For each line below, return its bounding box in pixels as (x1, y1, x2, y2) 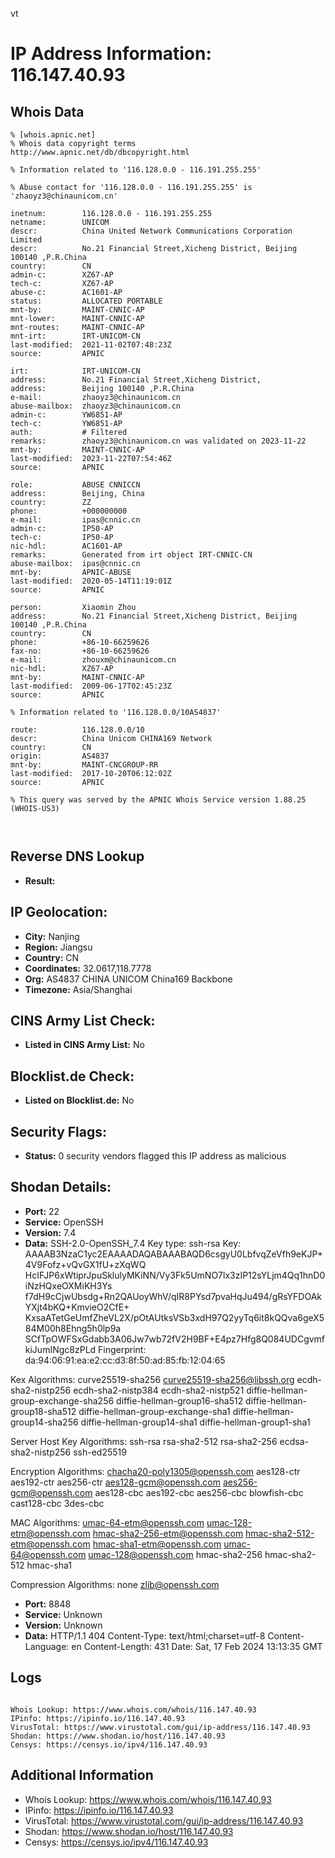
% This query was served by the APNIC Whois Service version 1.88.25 (10, 795, 307, 805)
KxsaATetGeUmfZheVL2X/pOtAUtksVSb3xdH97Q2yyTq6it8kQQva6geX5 (24, 1311, 325, 1323)
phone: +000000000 (10, 506, 128, 516)
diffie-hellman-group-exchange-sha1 (78, 1405, 231, 1417)
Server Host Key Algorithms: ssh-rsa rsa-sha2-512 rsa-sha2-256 (10, 1435, 278, 1447)
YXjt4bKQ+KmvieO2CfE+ (24, 1301, 130, 1313)
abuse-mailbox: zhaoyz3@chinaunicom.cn (10, 401, 182, 411)
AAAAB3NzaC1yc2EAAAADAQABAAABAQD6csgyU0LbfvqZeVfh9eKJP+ (24, 1248, 323, 1260)
